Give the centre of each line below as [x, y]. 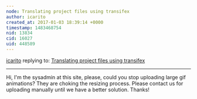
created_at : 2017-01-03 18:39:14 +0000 [55, 22]
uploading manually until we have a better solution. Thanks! [78, 89]
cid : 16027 [19, 38]
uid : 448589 [21, 44]
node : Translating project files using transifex [68, 11]
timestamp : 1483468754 [34, 28]
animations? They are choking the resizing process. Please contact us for [95, 83]
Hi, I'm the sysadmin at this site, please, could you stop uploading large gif [96, 77]
